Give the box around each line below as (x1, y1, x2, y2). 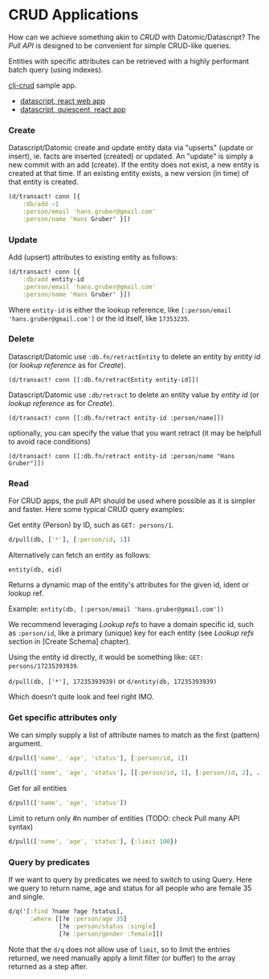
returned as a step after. (8, 961, 88, 971)
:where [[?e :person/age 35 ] (29, 915, 128, 923)
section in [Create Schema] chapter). (8, 637, 131, 646)
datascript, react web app (19, 96, 106, 105)
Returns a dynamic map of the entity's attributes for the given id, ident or (8, 580, 250, 589)
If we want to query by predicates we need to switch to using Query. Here (8, 875, 253, 885)
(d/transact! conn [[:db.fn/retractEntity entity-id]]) (8, 375, 199, 383)
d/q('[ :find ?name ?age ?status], (8, 907, 124, 916)
